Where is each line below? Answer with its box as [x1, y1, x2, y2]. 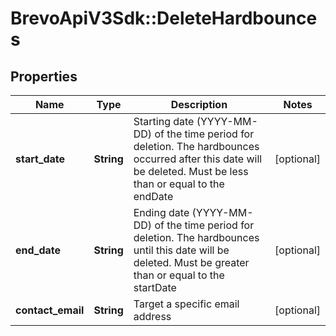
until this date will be [133, 243, 230, 257]
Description [170, 98, 228, 111]
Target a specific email [133, 297, 240, 311]
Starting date [133, 115, 195, 128]
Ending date [133, 206, 190, 219]
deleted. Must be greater [133, 256, 250, 269]
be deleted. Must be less [133, 165, 249, 178]
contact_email [15, 303, 85, 317]
